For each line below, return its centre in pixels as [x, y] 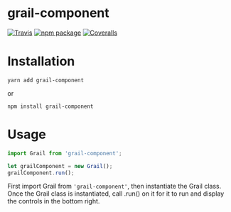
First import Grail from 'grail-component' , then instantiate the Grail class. [114, 186]
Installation [41, 61]
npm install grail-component [50, 106]
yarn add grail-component [45, 80]
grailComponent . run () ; [41, 173]
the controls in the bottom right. [54, 201]
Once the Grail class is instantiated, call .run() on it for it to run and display [116, 194]
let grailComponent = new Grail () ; [60, 166]
